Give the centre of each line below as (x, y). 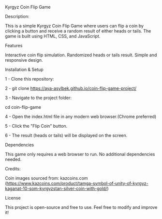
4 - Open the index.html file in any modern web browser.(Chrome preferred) (81, 117)
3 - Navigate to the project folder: (38, 98)
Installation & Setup (24, 69)
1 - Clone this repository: (29, 79)
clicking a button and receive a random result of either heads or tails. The (78, 31)
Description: (17, 16)
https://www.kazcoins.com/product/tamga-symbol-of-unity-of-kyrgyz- (77, 183)
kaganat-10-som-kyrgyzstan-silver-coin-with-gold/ (56, 188)
